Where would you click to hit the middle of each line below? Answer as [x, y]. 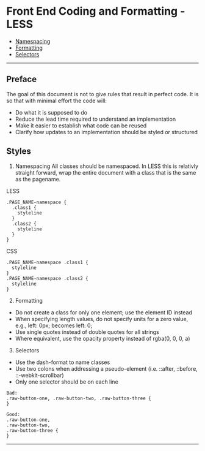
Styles [19, 151]
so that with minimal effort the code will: [57, 100]
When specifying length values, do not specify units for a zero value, [102, 319]
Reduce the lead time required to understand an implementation [95, 119]
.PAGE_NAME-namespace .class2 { [47, 278]
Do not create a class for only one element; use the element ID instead [103, 312]
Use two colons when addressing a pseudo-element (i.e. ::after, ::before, [106, 368]
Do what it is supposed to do [51, 112]
